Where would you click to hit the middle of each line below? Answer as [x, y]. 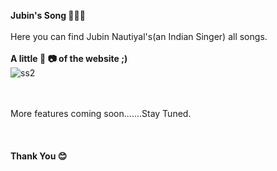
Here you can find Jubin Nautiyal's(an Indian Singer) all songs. [139, 36]
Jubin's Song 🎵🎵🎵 [48, 15]
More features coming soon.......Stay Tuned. [101, 113]
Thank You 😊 [39, 156]
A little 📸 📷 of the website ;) [69, 58]
